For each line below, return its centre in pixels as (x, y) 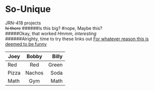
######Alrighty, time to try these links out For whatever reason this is (77, 39)
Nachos (34, 73)
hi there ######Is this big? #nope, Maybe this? (54, 28)
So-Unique (28, 9)
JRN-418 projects (23, 23)
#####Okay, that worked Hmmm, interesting (51, 33)
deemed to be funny (26, 44)
